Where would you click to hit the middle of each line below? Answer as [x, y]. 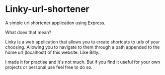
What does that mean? [28, 32]
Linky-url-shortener [47, 9]
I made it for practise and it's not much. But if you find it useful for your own [83, 62]
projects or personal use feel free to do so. [49, 67]
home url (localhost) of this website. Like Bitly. [52, 52]
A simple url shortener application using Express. [55, 23]
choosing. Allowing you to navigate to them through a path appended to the [82, 47]
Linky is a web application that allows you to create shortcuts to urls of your [82, 42]
